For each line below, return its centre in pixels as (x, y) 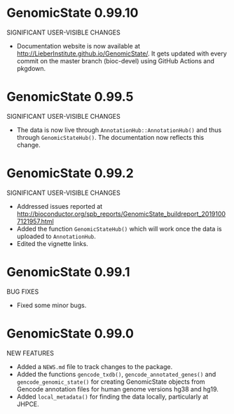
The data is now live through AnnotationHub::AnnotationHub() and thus (119, 130)
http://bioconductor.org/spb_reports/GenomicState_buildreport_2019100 (121, 214)
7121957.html (35, 221)
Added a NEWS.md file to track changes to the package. (95, 366)
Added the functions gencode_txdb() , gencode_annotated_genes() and (116, 374)
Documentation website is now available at (78, 46)
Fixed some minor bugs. (51, 305)
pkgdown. (31, 68)
